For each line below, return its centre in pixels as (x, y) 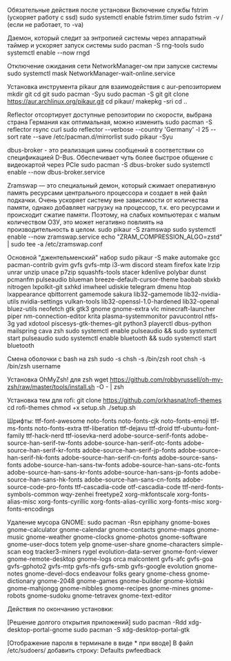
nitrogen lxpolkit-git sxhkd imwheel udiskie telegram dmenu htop (99, 287)
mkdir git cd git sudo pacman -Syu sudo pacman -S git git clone (98, 94)
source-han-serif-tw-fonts (45, 443)
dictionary (21, 581)
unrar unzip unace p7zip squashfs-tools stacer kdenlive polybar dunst (107, 272)
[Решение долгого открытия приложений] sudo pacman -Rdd (97, 622)
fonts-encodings (31, 509)
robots (17, 595)
